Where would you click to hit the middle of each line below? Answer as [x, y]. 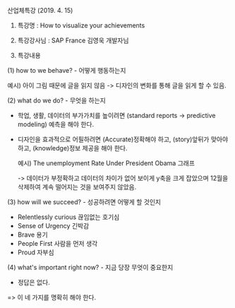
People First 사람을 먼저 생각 [58, 243]
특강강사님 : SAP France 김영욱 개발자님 [73, 40]
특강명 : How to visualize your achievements [81, 25]
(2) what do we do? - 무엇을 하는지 [56, 100]
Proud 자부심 [36, 252]
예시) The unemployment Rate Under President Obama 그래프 [106, 163]
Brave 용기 [32, 235]
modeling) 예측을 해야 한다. [55, 124]
